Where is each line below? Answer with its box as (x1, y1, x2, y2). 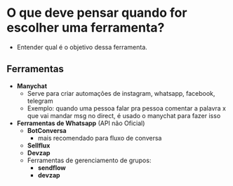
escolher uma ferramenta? (6, 20, 165, 36)
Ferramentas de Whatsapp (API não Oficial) (16, 119, 145, 127)
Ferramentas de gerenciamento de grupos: (27, 156, 152, 164)
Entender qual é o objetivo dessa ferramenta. (16, 43, 148, 51)
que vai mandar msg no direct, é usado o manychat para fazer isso (27, 111, 221, 120)
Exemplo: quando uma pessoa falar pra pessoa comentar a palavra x (27, 103, 226, 113)
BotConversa (27, 126, 67, 134)
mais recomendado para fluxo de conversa (37, 134, 162, 142)
